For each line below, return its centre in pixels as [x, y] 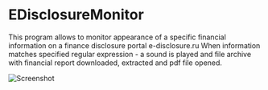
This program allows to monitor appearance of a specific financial [118, 37]
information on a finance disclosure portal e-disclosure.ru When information [134, 45]
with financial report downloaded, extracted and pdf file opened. [115, 63]
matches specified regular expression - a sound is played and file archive [130, 54]
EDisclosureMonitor [76, 15]
